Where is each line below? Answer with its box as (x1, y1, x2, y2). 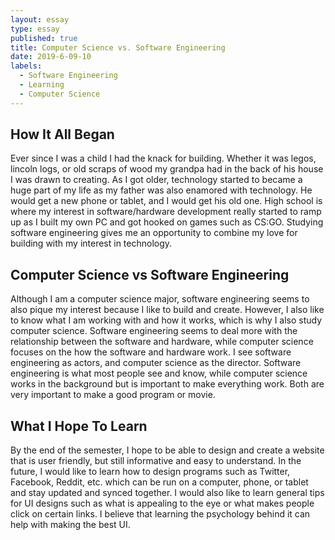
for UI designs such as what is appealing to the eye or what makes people (10, 497, 315, 510)
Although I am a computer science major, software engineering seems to (10, 293, 310, 305)
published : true (10, 33, 78, 43)
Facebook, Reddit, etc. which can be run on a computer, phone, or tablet (10, 476, 309, 488)
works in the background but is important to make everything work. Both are (10, 378, 325, 390)
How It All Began (10, 126, 115, 143)
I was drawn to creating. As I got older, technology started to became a (10, 174, 303, 186)
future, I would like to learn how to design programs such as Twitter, (10, 466, 291, 478)
